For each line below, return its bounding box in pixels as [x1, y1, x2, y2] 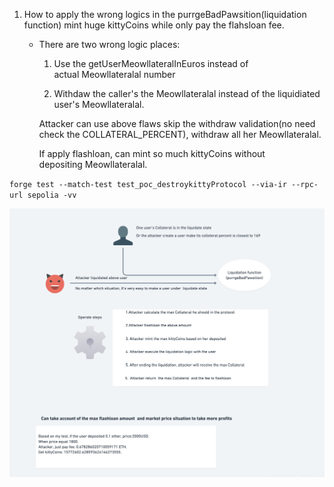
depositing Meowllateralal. [38, 159, 148, 170]
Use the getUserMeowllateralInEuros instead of [53, 58, 249, 69]
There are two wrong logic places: [38, 39, 181, 50]
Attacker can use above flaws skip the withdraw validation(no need [38, 118, 316, 129]
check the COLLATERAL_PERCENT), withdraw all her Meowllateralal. [38, 129, 322, 140]
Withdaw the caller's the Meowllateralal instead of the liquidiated [53, 88, 321, 99]
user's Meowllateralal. [53, 99, 145, 110]
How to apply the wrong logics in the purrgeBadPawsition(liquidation [23, 9, 307, 20]
